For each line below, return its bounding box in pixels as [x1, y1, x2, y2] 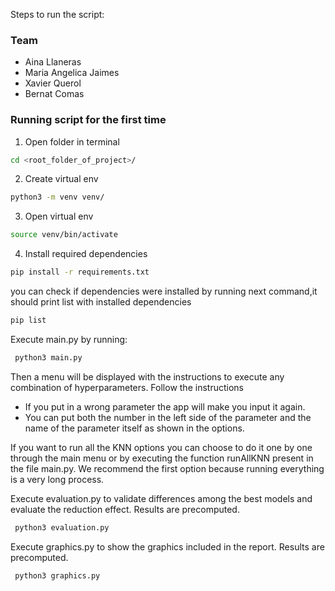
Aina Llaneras [24, 56, 82, 68]
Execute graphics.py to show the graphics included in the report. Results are [10, 540, 325, 553]
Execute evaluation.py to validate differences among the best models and [10, 492, 313, 504]
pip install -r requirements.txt [10, 267, 150, 278]
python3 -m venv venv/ [10, 192, 105, 203]
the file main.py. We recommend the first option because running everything [10, 462, 325, 474]
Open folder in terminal [24, 135, 120, 148]
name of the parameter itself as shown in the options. [24, 422, 245, 434]
